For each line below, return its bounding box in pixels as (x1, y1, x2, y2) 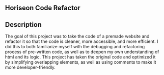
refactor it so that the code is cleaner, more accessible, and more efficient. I (5, 38, 159, 44)
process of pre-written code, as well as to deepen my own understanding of (5, 49, 160, 55)
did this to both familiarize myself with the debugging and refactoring (5, 44, 145, 50)
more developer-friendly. (5, 64, 55, 70)
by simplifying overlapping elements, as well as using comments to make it (5, 59, 156, 65)
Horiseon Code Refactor (5, 4, 81, 12)
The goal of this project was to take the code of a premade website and (5, 34, 150, 39)
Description (5, 20, 42, 29)
